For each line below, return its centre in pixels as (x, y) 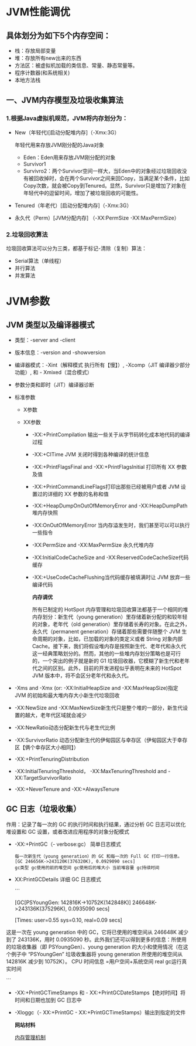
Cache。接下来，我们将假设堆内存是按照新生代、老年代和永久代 (109, 646)
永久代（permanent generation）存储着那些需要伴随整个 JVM (106, 631)
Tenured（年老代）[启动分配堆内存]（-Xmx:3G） (73, 205)
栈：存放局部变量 (35, 51)
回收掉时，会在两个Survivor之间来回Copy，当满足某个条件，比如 (112, 178)
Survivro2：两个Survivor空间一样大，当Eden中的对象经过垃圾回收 (103, 171)
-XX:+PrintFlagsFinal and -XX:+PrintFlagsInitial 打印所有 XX (104, 466)
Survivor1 (35, 164)
